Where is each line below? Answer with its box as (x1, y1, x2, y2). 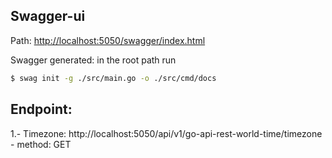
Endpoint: (10, 101, 73, 118)
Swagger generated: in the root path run (10, 54, 177, 66)
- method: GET (10, 138, 72, 150)
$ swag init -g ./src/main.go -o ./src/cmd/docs (10, 73, 217, 83)
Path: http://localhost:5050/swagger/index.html (10, 34, 206, 46)
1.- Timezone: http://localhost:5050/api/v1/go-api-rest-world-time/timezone (10, 127, 323, 139)
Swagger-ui (10, 8, 86, 25)
